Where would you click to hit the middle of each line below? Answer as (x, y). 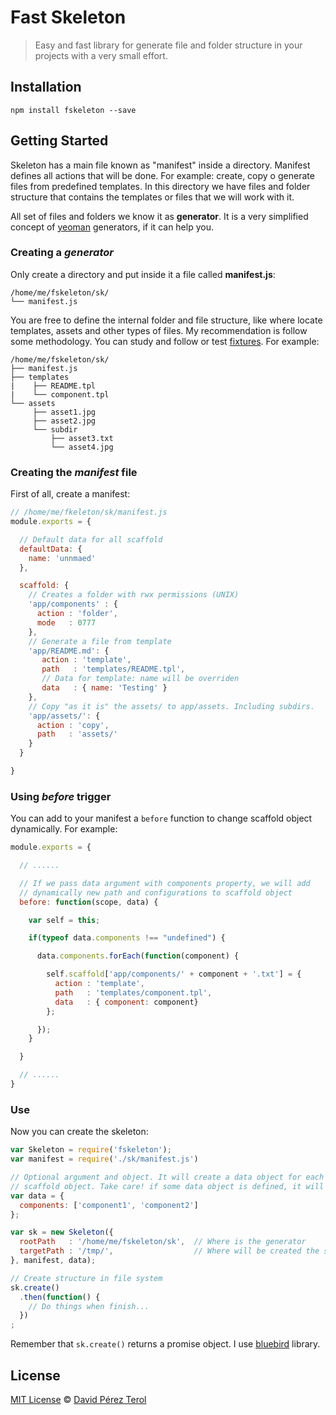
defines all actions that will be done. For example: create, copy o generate (162, 175)
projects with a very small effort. (101, 55)
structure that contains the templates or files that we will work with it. (152, 197)
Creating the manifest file (74, 472)
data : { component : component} (126, 1002)
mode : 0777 (66, 622)
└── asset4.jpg (82, 447)
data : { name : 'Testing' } (104, 688)
